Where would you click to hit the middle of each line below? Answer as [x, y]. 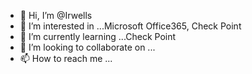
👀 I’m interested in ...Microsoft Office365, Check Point [130, 26]
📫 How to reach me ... [66, 58]
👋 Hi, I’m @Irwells [56, 15]
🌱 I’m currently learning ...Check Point [98, 36]
